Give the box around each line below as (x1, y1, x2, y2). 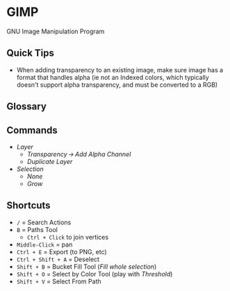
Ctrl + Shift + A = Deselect (16, 255, 100, 263)
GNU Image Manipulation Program (6, 27, 105, 35)
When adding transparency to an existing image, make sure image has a (16, 65, 224, 74)
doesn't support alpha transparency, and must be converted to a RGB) (16, 81, 218, 89)
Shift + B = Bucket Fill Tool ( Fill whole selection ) (16, 262, 157, 271)
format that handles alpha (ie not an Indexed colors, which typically (16, 73, 209, 81)
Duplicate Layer (26, 157, 73, 165)
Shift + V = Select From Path (16, 277, 101, 285)
